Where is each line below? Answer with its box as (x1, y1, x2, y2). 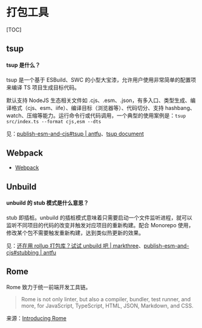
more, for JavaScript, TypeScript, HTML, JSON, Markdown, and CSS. (21, 302, 194, 309)
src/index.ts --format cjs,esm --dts (6, 118, 102, 125)
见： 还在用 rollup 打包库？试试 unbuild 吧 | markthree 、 (6, 242, 144, 249)
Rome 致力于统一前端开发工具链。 (6, 283, 91, 290)
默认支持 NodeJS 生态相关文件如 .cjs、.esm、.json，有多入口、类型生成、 (6, 97, 191, 104)
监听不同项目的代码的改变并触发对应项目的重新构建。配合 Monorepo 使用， (6, 221, 194, 228)
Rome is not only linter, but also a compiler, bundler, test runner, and (21, 295, 191, 302)
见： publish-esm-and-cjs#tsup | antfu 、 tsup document (6, 130, 144, 137)
